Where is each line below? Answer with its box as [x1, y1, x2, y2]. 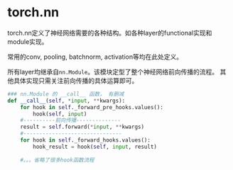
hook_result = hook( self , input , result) [33, 143, 158, 150]
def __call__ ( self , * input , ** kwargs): [7, 97, 126, 104]
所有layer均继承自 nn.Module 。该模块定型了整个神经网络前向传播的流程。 [7, 67, 219, 76]
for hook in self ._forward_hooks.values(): [20, 137, 151, 144]
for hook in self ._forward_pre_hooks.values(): [20, 103, 163, 110]
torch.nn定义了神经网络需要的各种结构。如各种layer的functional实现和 [7, 28, 212, 37]
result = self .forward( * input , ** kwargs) [20, 123, 144, 131]
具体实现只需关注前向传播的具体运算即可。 [13, 76, 139, 85]
